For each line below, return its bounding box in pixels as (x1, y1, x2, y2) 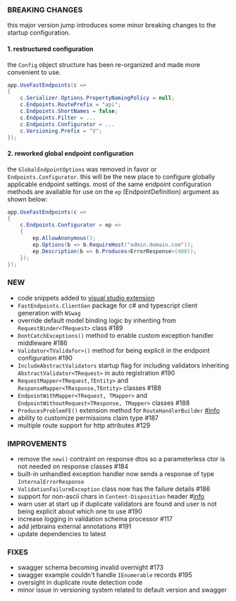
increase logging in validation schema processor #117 (17, 515, 173, 523)
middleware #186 (17, 339, 68, 347)
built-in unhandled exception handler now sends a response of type (17, 470, 215, 478)
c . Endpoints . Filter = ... (20, 114, 97, 121)
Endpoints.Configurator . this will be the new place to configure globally (7, 172, 216, 181)
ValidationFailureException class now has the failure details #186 (17, 485, 211, 493)
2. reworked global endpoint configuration (7, 149, 134, 157)
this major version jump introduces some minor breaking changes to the (7, 21, 216, 30)
